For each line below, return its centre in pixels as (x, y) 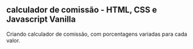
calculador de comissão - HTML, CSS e (82, 10)
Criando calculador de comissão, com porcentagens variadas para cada (97, 34)
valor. (13, 40)
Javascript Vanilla (41, 20)
